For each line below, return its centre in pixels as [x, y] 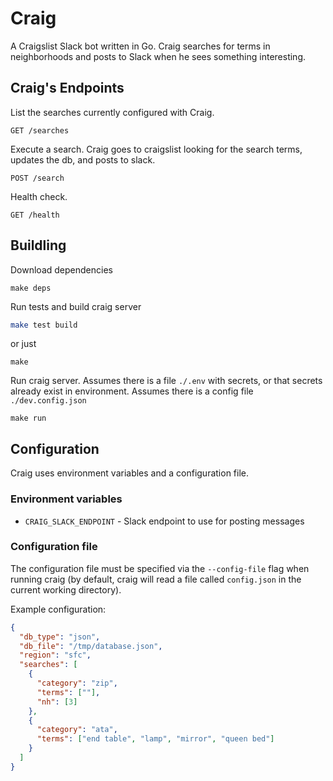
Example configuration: [58, 609]
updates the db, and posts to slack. [83, 159]
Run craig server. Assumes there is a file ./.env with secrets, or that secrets [166, 381]
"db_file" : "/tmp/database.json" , [91, 646]
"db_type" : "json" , [60, 637]
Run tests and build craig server [76, 306]
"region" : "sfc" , [55, 655]
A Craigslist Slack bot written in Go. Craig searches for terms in [140, 46]
